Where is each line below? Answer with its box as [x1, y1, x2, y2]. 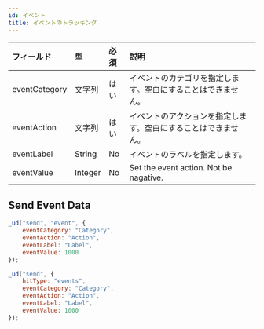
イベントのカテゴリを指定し [129, 72, 232, 83]
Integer [74, 166, 101, 177]
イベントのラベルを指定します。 [129, 148, 247, 159]
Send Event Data [8, 198, 92, 212]
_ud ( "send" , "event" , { [8, 219, 86, 228]
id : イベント [8, 11, 46, 20]
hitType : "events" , [22, 277, 86, 285]
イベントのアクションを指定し [129, 111, 240, 122]
